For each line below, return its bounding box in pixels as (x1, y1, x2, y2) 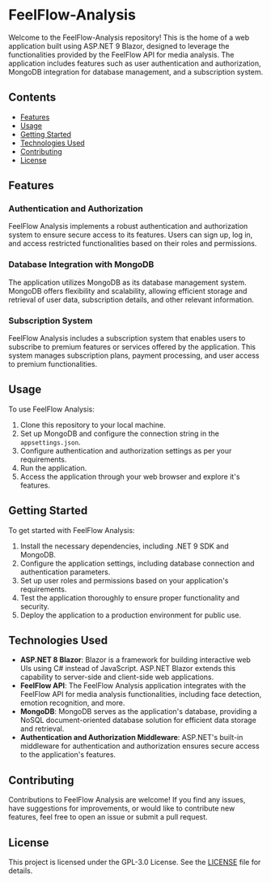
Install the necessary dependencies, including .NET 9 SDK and (19, 541, 229, 551)
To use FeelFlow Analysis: (8, 404, 95, 414)
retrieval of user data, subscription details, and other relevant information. (8, 295, 255, 304)
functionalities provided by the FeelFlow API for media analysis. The (8, 49, 235, 59)
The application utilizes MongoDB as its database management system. (8, 278, 247, 287)
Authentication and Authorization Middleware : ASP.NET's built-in (19, 733, 243, 742)
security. (19, 601, 50, 611)
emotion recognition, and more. (19, 698, 125, 708)
